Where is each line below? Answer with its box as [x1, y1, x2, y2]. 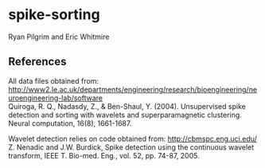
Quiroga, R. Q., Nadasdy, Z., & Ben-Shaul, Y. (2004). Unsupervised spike [8, 101, 247, 111]
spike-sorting [8, 6, 101, 24]
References [8, 55, 67, 68]
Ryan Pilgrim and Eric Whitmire [8, 32, 110, 41]
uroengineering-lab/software [8, 93, 103, 103]
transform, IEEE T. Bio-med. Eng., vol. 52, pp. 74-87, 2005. [8, 150, 201, 160]
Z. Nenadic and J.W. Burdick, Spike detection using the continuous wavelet [8, 142, 255, 152]
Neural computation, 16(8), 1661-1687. [8, 118, 132, 128]
